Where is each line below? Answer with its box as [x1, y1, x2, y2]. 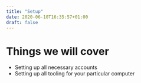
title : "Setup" [6, 8, 44, 15]
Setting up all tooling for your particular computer [14, 70, 135, 77]
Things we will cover [6, 44, 109, 58]
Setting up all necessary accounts [14, 64, 97, 71]
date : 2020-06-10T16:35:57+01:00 [6, 14, 88, 20]
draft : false [6, 19, 38, 25]
